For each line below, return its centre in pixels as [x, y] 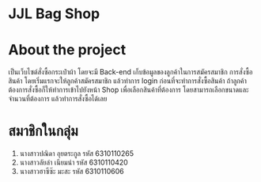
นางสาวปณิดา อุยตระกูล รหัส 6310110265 [77, 154]
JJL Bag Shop [54, 14]
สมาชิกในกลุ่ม [43, 131]
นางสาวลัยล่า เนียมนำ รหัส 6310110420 [74, 162]
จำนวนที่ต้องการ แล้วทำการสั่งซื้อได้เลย [58, 99]
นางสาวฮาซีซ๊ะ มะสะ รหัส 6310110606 [72, 172]
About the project [67, 50]
